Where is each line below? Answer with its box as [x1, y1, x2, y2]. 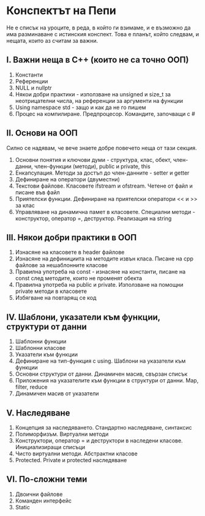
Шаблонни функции [15, 338, 67, 345]
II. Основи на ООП [6, 128, 78, 138]
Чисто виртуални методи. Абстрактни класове [15, 450, 138, 457]
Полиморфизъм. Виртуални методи [15, 430, 109, 438]
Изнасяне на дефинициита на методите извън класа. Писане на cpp [15, 255, 194, 262]
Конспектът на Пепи [6, 4, 116, 18]
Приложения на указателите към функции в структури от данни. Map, [15, 377, 199, 384]
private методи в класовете [15, 287, 88, 295]
